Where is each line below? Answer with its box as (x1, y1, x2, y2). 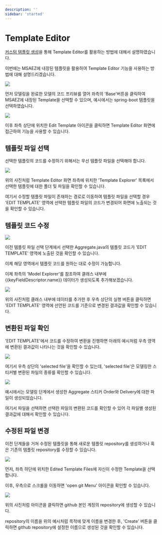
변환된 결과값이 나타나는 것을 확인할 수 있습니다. (10, 344, 101, 350)
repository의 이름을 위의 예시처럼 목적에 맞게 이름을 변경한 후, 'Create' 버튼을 (5, 518, 152, 524)
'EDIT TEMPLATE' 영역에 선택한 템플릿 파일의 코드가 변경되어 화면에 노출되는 (5, 200, 152, 206)
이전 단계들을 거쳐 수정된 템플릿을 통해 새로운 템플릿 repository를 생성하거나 (5, 440, 150, 446)
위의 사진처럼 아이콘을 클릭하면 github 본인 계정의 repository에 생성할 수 (5, 502, 143, 507)
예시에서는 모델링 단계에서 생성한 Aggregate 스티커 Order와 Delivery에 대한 (5, 389, 149, 394)
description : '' (5, 7, 38, 12)
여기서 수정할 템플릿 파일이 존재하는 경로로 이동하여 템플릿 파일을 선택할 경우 (5, 194, 150, 199)
